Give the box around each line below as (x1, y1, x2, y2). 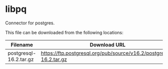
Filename (10, 41, 33, 48)
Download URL (89, 41, 126, 48)
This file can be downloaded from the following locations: (5, 29, 123, 35)
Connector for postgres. (5, 20, 55, 26)
